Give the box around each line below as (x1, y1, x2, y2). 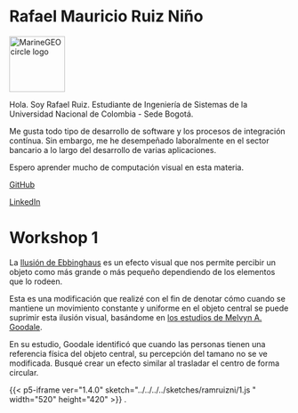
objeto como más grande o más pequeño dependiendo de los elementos (9, 266, 276, 277)
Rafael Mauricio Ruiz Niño (9, 6, 204, 27)
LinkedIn (9, 196, 41, 206)
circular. (9, 367, 39, 377)
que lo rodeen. (9, 276, 63, 287)
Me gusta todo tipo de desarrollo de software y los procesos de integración (9, 126, 286, 136)
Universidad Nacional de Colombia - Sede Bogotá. (9, 109, 194, 119)
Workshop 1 (9, 228, 99, 248)
